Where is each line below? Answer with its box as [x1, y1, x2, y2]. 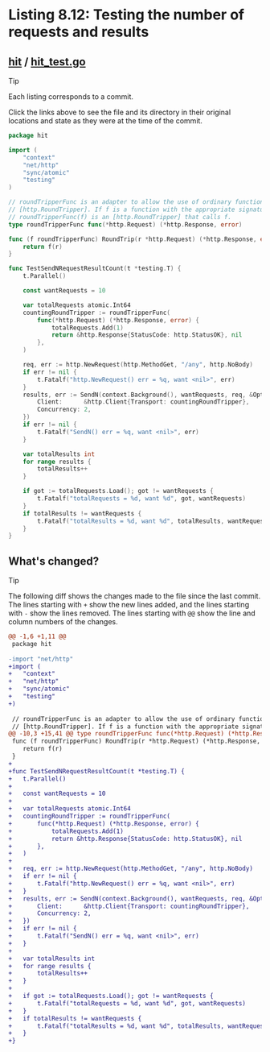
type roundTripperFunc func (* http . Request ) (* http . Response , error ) [8, 220, 243, 229]
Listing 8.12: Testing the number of [8, 6, 245, 24]
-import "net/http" [8, 655, 74, 663]
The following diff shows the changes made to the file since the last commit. [8, 591, 261, 601]
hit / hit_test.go [8, 55, 86, 68]
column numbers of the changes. [8, 617, 118, 627]
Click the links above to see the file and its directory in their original [8, 107, 231, 117]
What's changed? [8, 554, 99, 568]
